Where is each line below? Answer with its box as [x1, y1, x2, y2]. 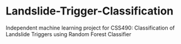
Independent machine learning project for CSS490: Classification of [5, 24, 175, 31]
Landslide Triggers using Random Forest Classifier [5, 30, 131, 37]
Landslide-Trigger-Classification [5, 4, 174, 18]
